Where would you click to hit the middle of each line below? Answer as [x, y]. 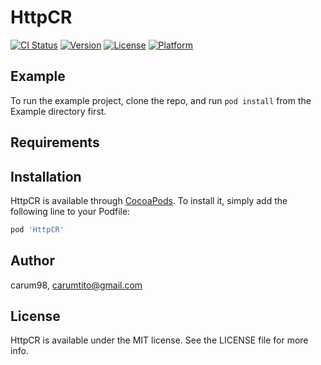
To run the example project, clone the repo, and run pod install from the [161, 100]
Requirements [55, 142]
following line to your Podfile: [70, 211]
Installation [46, 176]
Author [32, 261]
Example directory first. [58, 111]
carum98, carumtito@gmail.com [76, 285]
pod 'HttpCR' [37, 229]
